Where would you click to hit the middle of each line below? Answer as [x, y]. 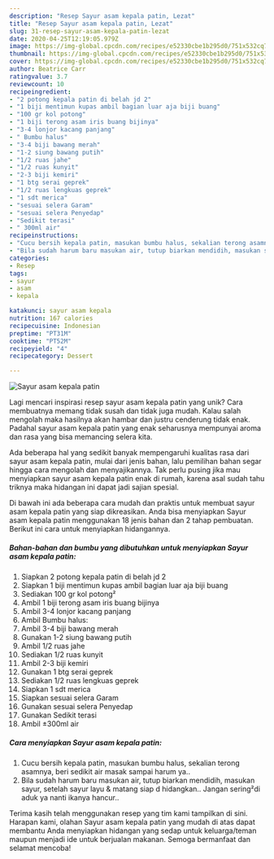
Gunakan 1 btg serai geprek [67, 672]
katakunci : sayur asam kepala [61, 311]
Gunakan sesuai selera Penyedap [77, 707]
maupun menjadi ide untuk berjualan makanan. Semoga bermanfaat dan [130, 839]
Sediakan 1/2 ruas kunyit [62, 655]
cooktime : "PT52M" [40, 341]
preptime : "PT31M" [40, 333]
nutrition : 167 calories [51, 318]
